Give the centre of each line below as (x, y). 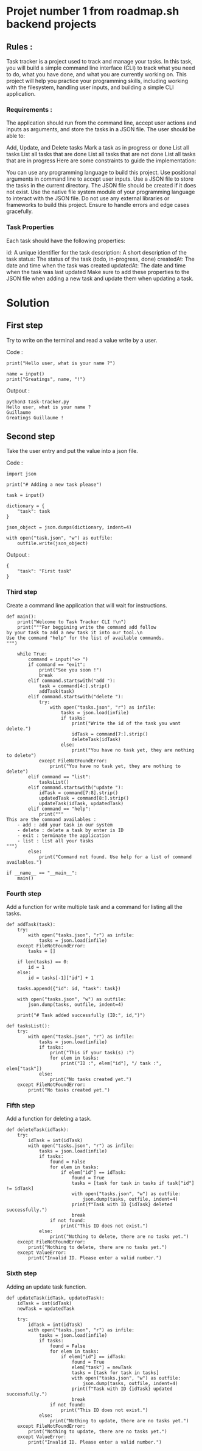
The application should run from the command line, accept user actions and (101, 123)
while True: (32, 654)
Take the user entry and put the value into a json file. (72, 451)
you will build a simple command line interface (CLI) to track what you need (101, 68)
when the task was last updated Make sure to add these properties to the (98, 272)
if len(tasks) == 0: (43, 962)
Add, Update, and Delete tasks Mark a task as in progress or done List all (98, 148)
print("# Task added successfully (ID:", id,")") (82, 1015)
